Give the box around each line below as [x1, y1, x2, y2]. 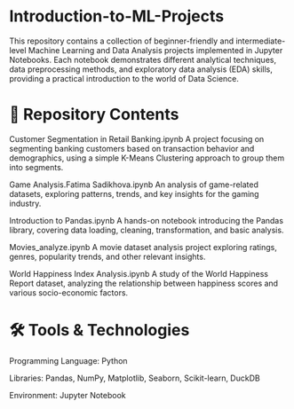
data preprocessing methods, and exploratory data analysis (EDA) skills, [9, 64, 273, 75]
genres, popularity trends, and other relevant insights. [9, 251, 206, 262]
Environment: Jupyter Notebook [9, 389, 126, 400]
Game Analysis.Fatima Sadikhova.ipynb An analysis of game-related [9, 179, 259, 190]
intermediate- [234, 35, 286, 46]
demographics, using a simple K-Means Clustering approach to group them [9, 153, 285, 163]
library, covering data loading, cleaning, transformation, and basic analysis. [9, 224, 284, 235]
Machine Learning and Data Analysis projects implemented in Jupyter [28, 44, 283, 55]
